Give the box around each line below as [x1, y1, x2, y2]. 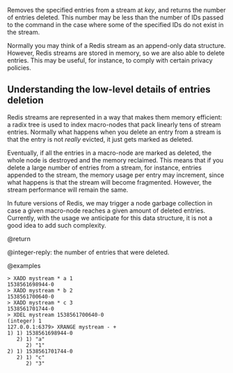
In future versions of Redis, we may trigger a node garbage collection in [7, 199, 213, 207]
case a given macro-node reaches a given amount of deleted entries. [7, 206, 206, 215]
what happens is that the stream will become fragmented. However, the [7, 178, 212, 186]
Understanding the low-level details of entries [7, 83, 211, 96]
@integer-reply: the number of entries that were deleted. [7, 248, 170, 256]
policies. [7, 64, 31, 72]
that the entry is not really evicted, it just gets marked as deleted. [7, 135, 193, 143]
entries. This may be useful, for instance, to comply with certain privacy [7, 56, 214, 65]
